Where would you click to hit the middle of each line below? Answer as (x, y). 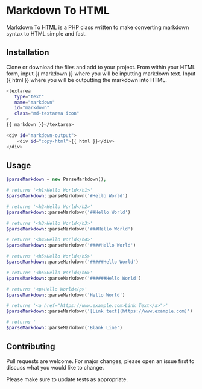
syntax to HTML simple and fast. (46, 33)
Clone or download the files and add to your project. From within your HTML (101, 67)
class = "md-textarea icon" (47, 113)
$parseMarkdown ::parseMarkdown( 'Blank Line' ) (64, 328)
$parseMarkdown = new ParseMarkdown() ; (56, 179)
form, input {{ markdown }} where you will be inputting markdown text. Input (101, 74)
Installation (28, 53)
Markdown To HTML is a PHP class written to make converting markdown (98, 27)
